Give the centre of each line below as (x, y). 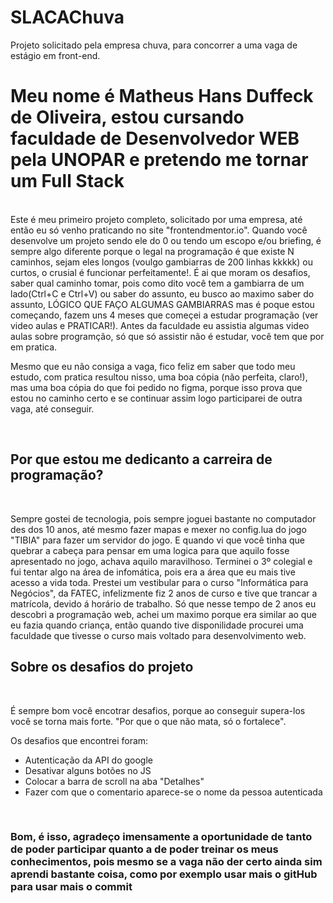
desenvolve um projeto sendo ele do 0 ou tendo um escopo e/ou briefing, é (166, 240)
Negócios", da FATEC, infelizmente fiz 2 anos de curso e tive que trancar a (164, 593)
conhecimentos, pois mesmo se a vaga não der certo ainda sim (166, 862)
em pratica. (34, 347)
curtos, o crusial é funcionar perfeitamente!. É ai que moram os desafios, (160, 272)
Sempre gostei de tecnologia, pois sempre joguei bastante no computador (163, 518)
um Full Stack (67, 181)
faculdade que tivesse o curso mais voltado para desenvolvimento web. (158, 635)
